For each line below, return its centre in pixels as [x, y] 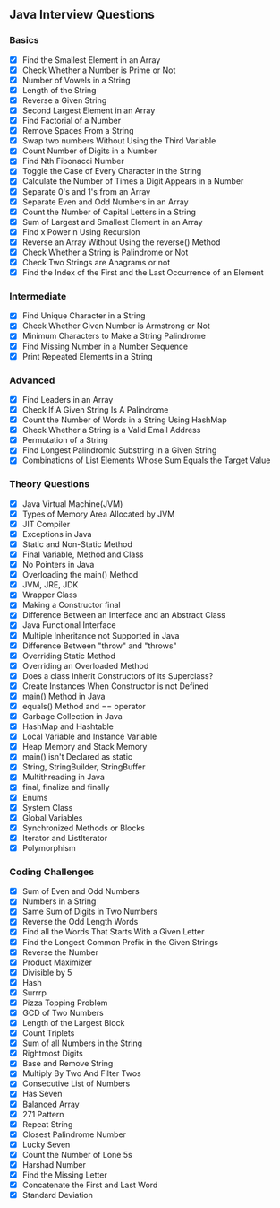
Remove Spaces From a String [78, 131]
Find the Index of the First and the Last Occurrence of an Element [143, 272]
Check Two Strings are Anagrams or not [96, 262]
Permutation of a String [65, 440]
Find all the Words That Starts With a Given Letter [113, 932]
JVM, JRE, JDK [50, 585]
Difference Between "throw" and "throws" [99, 646]
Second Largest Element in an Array [89, 110]
